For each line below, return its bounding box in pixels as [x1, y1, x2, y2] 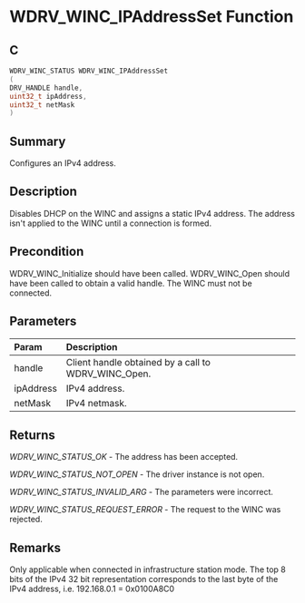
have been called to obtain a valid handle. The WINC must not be [9, 277, 252, 288]
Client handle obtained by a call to [65, 355, 212, 368]
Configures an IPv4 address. [9, 158, 116, 169]
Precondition [9, 244, 84, 259]
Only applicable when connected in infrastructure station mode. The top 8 [9, 564, 286, 575]
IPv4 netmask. [65, 396, 127, 409]
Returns [9, 427, 56, 443]
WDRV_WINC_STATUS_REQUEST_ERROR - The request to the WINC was [9, 504, 281, 515]
